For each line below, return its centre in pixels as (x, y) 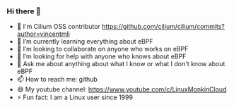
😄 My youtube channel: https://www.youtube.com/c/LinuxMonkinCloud (122, 89)
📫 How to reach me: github (57, 80)
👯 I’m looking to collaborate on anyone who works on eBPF (103, 49)
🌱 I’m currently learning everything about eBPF (85, 42)
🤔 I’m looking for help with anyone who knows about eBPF (101, 56)
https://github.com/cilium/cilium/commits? (163, 27)
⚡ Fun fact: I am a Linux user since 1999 (75, 97)
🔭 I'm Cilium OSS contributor (58, 27)
